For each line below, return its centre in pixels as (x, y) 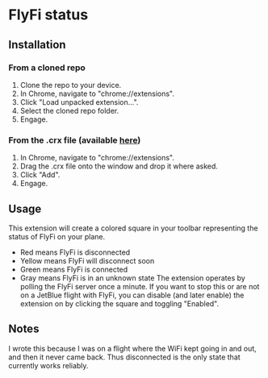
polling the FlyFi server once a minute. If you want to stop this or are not (140, 286)
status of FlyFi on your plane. (57, 236)
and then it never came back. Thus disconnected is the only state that (124, 357)
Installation (37, 45)
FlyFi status (48, 15)
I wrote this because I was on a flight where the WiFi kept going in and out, (132, 348)
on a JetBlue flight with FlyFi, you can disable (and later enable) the (132, 295)
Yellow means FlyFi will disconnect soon (87, 260)
